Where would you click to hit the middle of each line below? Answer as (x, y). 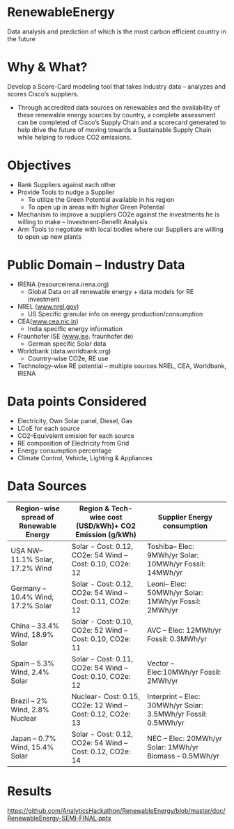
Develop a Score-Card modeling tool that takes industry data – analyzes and (117, 86)
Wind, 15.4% (32, 747)
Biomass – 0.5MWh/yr (184, 756)
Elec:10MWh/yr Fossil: (184, 672)
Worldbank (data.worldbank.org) (64, 351)
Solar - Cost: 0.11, (102, 659)
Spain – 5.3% (32, 663)
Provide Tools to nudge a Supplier (66, 192)
